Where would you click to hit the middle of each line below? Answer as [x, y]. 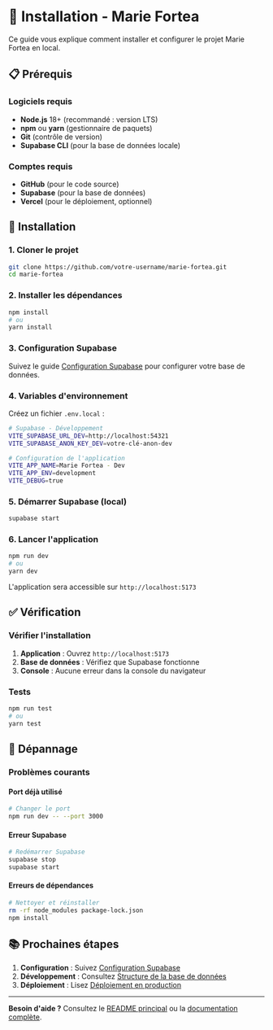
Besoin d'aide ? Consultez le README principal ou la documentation [123, 1009]
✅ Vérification [45, 612]
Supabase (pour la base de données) [83, 192]
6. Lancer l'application [54, 539]
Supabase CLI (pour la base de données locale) [100, 145]
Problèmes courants [50, 772]
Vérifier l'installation [50, 635]
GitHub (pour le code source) [69, 184]
